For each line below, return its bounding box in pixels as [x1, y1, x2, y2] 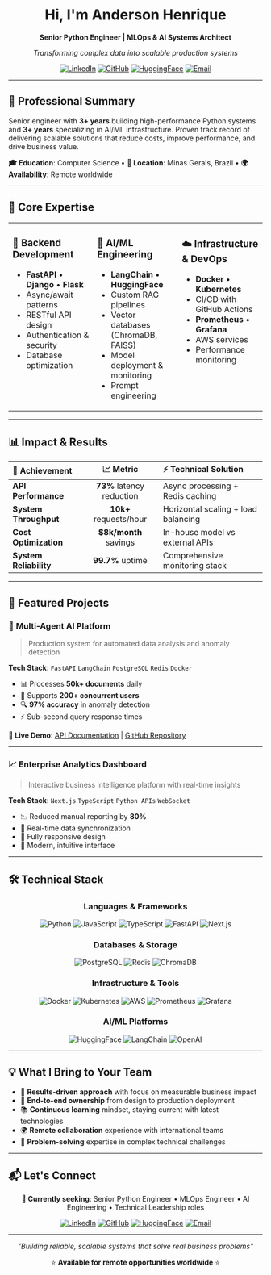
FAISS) [110, 340, 137, 351]
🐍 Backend [12, 236, 62, 249]
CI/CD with [195, 294, 237, 305]
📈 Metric [102, 464, 139, 475]
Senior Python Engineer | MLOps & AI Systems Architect [39, 32, 232, 42]
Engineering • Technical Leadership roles [66, 1202, 205, 1212]
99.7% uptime [92, 555, 148, 566]
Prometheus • [195, 314, 251, 325]
